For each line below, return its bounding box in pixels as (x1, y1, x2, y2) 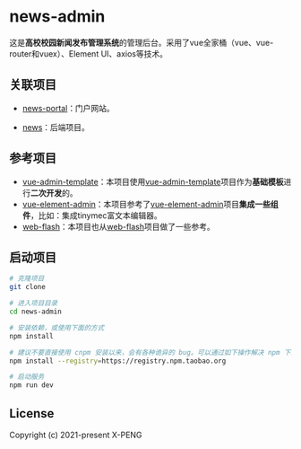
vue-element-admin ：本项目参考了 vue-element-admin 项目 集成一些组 (21, 198, 279, 209)
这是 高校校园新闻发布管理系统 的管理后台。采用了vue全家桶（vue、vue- (9, 37, 274, 48)
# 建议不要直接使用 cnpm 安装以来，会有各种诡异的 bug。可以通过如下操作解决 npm (9, 348, 280, 357)
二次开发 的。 (30, 187, 78, 198)
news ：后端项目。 (21, 121, 90, 132)
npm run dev (9, 381, 54, 390)
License (9, 406, 55, 421)
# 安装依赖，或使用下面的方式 (9, 323, 105, 332)
